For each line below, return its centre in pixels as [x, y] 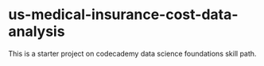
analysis [37, 31]
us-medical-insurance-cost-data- [123, 15]
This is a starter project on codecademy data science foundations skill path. [132, 53]
